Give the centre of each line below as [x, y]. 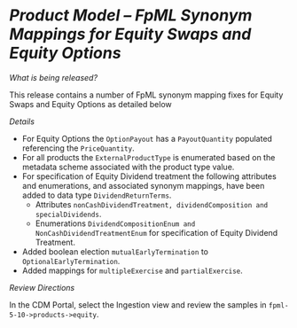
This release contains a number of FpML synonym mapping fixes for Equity [146, 95]
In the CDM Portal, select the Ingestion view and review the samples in [138, 305]
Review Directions [42, 287]
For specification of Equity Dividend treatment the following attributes [149, 176]
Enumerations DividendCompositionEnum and [115, 223]
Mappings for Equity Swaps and [130, 34]
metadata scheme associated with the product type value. [128, 167]
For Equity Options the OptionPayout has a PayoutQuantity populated [147, 138]
